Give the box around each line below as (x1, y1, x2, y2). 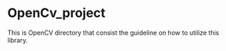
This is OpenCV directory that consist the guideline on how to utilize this (7, 28, 220, 37)
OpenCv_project (7, 5, 106, 21)
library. (7, 35, 29, 44)
